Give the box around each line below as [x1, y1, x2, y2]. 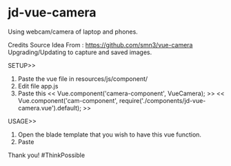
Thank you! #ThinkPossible [8, 151, 86, 159]
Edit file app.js [17, 82, 59, 90]
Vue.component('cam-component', [17, 96, 118, 104]
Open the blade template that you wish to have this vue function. [17, 130, 202, 139]
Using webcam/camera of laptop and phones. [8, 27, 139, 36]
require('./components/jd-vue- [119, 96, 206, 104]
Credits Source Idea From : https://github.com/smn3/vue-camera [8, 40, 193, 49]
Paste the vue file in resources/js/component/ [17, 74, 148, 83]
